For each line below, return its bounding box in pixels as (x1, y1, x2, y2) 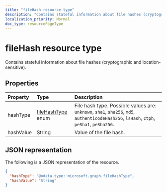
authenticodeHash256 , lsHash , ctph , (74, 115, 155, 121)
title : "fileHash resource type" (5, 7, 75, 12)
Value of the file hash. (74, 129, 125, 136)
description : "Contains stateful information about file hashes (5, 12, 141, 17)
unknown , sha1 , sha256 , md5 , (74, 108, 135, 115)
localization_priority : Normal (5, 16, 70, 21)
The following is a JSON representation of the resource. (5, 159, 119, 165)
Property (7, 94, 29, 100)
